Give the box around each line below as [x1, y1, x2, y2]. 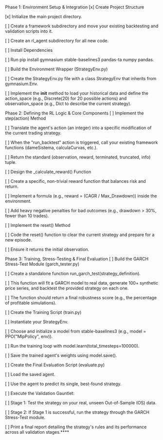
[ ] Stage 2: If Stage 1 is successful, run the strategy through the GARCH [5, 409, 150, 415]
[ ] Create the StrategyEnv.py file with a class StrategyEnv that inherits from [5, 76, 157, 81]
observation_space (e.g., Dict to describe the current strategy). [5, 101, 131, 107]
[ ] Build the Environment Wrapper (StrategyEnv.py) [5, 66, 108, 72]
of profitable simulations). [5, 300, 57, 306]
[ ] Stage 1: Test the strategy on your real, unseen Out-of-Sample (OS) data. [5, 400, 157, 405]
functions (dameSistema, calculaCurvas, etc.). [5, 145, 98, 151]
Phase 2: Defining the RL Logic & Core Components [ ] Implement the [5, 110, 144, 116]
